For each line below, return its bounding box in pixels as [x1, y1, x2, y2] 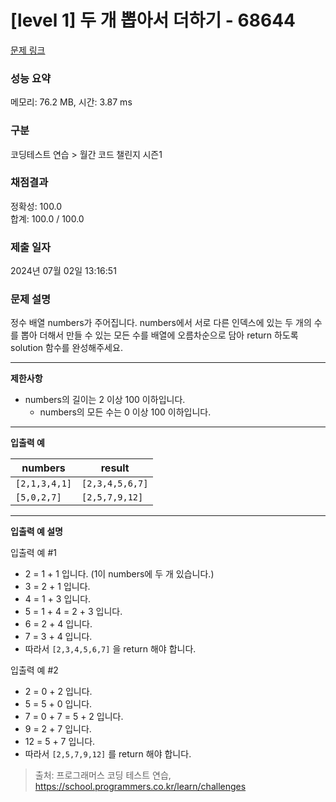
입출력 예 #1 [10, 547, 57, 559]
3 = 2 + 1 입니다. [24, 581, 91, 593]
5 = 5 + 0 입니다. [24, 698, 93, 710]
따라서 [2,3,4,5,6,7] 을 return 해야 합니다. [24, 643, 197, 655]
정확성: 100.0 [10, 200, 63, 212]
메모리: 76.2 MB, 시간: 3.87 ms [10, 96, 133, 108]
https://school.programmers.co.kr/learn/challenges [34, 781, 247, 793]
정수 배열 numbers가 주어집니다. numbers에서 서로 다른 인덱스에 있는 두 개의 [10, 317, 312, 329]
